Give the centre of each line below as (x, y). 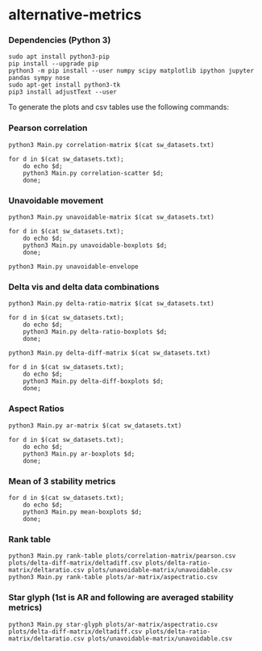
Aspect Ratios (36, 409)
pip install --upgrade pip (54, 64)
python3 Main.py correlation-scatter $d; (93, 173)
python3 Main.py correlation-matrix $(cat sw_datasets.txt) (112, 145)
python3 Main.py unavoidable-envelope (73, 267)
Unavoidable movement (56, 200)
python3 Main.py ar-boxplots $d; (79, 454)
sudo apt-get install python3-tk (64, 85)
